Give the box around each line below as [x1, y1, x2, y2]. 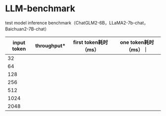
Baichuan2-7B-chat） [5, 26, 49, 32]
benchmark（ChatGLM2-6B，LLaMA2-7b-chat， [48, 20, 149, 26]
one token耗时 [120, 39, 154, 46]
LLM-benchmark [5, 3, 76, 14]
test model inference [5, 20, 47, 26]
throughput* [35, 42, 66, 49]
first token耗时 [73, 39, 108, 46]
